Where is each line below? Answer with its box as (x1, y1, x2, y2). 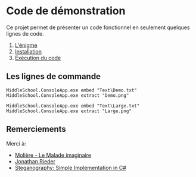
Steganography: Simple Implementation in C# (14, 164, 127, 171)
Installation (14, 48, 42, 55)
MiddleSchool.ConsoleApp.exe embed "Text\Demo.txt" (6, 87, 137, 93)
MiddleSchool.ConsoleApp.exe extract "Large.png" (6, 108, 132, 114)
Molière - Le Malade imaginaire (14, 151, 91, 159)
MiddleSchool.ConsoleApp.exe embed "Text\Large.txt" (6, 103, 140, 109)
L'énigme (14, 42, 38, 49)
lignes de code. (6, 30, 44, 37)
